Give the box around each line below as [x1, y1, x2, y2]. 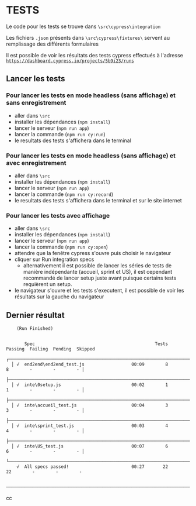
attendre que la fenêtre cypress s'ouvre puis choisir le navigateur [14, 250, 171, 257]
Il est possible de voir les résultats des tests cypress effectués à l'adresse [6, 51, 184, 58]
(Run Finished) [16, 326, 54, 332]
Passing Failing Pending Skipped [6, 346, 95, 352]
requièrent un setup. [23, 281, 72, 288]
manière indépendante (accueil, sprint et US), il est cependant [23, 269, 173, 276]
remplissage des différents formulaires [6, 40, 99, 47]
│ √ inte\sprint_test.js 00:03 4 [11, 423, 168, 429]
